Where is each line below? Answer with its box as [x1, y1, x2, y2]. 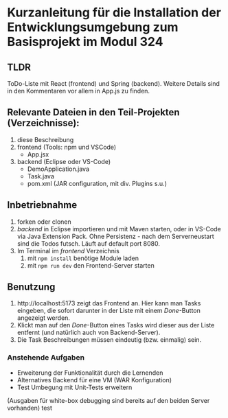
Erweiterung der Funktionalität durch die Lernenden [16, 369, 163, 377]
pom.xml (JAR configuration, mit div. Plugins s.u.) [27, 179, 167, 187]
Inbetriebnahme [7, 199, 78, 211]
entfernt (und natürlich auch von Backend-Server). [16, 328, 161, 337]
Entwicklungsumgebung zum [7, 19, 179, 35]
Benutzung [7, 281, 56, 293]
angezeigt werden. [16, 314, 71, 322]
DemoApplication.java [27, 165, 90, 173]
